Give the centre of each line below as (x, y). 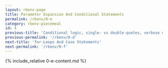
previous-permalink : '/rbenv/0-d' (41, 38)
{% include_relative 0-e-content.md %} (46, 61)
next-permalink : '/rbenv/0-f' (37, 47)
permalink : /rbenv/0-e (29, 19)
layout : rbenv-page (25, 10)
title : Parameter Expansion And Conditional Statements (64, 14)
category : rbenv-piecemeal (33, 24)
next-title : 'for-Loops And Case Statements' (53, 42)
